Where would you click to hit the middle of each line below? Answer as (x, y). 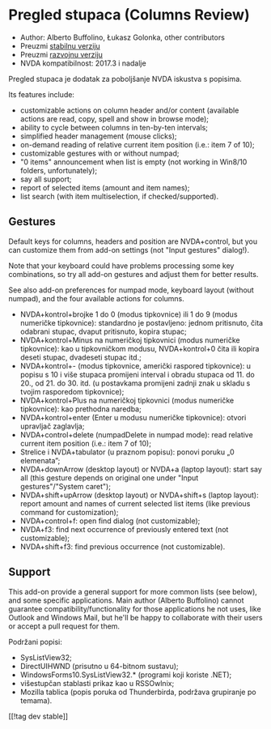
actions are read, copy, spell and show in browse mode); (114, 118)
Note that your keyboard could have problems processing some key (121, 266)
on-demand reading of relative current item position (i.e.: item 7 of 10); (137, 144)
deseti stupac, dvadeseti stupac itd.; (80, 357)
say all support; (46, 179)
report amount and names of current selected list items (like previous (135, 503)
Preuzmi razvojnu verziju (61, 54)
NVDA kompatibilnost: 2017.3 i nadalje (83, 63)
